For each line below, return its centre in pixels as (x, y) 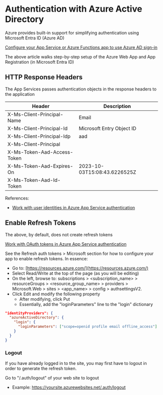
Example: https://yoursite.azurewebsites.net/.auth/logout (69, 387)
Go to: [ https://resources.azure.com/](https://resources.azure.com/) (80, 268)
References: (17, 198)
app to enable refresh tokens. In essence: (47, 258)
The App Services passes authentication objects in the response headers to (81, 89)
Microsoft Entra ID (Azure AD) (35, 38)
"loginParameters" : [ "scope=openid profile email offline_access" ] (88, 327)
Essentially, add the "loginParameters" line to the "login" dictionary (86, 304)
